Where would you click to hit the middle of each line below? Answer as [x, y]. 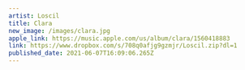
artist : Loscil [34, 16]
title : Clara [30, 23]
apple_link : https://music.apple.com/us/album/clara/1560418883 [119, 38]
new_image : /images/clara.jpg [60, 31]
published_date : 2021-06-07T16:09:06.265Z [81, 53]
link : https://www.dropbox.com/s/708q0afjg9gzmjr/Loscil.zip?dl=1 [123, 46]
